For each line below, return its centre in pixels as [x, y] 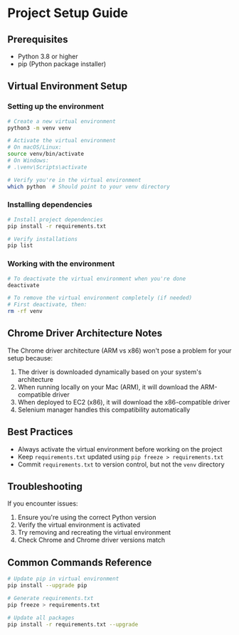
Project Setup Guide [68, 13]
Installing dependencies [50, 205]
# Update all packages [41, 618]
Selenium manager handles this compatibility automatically [104, 410]
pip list [20, 246]
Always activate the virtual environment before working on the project [120, 449]
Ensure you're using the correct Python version [87, 518]
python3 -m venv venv [39, 128]
